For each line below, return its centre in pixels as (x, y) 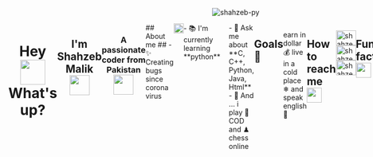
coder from (124, 60)
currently (198, 39)
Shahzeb (79, 57)
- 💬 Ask (241, 27)
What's (33, 94)
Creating (159, 62)
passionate (124, 49)
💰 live (293, 52)
